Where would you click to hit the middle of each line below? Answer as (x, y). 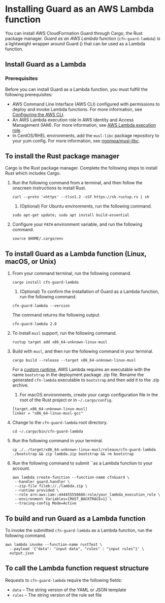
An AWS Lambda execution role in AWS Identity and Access (73, 120)
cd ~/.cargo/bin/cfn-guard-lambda (48, 432)
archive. (20, 385)
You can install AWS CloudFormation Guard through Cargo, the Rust (74, 33)
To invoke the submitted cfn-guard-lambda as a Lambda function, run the (79, 531)
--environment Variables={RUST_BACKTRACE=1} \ (63, 499)
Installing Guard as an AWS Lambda (80, 9)
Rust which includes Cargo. (33, 173)
